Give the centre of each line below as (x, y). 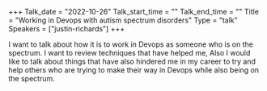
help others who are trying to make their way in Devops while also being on (134, 70)
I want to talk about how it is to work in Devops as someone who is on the (131, 44)
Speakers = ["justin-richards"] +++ (67, 29)
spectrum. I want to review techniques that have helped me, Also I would (129, 53)
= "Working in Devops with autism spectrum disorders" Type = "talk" (123, 20)
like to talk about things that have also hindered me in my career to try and (132, 61)
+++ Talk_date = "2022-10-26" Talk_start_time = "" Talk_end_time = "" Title (133, 12)
